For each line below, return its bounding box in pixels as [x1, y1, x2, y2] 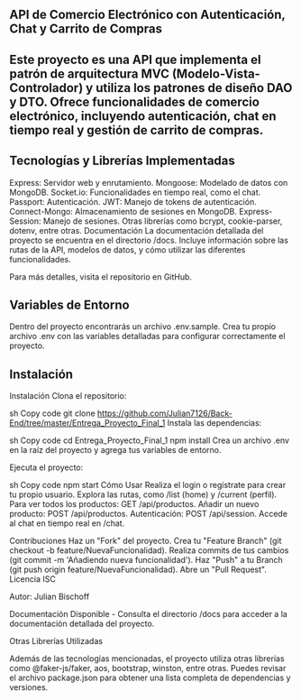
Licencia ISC [9, 574, 56, 585]
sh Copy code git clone [9, 408, 96, 419]
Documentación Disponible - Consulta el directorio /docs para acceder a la [9, 609, 288, 620]
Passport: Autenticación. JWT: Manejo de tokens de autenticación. [9, 196, 257, 207]
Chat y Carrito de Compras [9, 22, 162, 37]
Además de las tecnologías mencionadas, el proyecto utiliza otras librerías [9, 653, 286, 664]
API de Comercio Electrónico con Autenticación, [9, 7, 286, 23]
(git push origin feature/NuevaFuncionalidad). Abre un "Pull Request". [9, 564, 268, 576]
